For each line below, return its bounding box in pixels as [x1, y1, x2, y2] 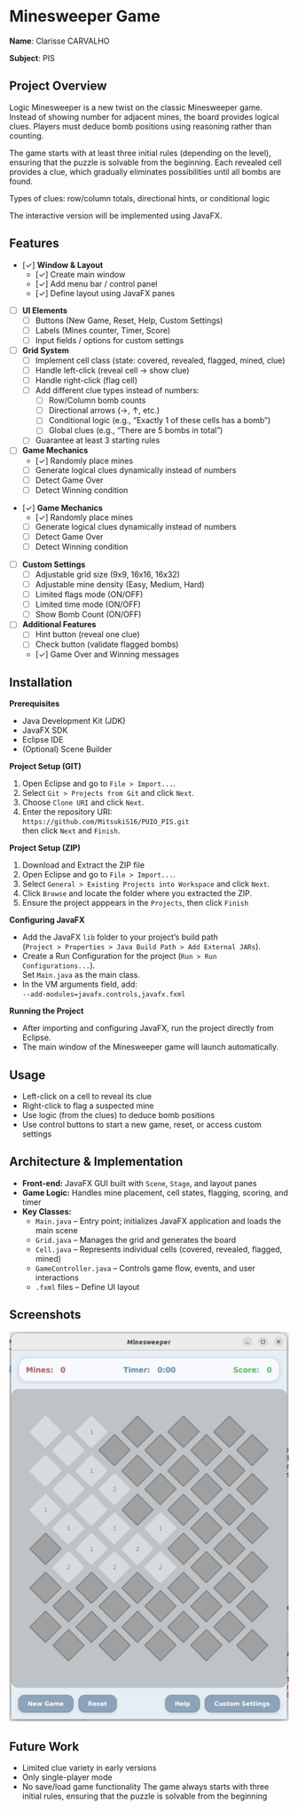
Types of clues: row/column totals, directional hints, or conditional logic [9, 193, 271, 203]
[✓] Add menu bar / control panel [35, 278, 158, 289]
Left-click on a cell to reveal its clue [21, 1091, 153, 1102]
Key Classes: [21, 1206, 72, 1216]
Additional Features [21, 619, 97, 630]
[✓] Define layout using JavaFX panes [35, 287, 176, 298]
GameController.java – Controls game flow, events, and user [35, 1263, 255, 1273]
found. [9, 176, 34, 186]
